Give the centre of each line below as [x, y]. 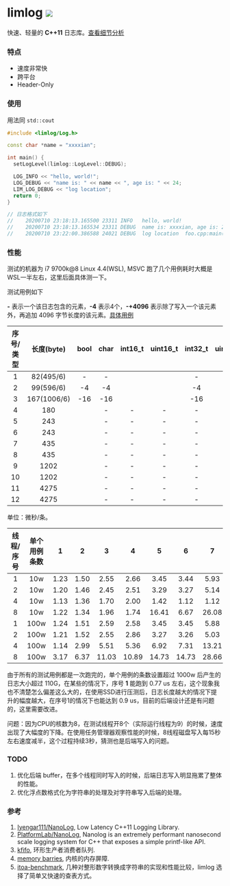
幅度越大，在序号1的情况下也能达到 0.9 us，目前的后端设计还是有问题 [117, 701]
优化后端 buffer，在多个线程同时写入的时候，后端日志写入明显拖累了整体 [119, 775]
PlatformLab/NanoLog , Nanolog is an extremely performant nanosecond [119, 834]
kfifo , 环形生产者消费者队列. [56, 850]
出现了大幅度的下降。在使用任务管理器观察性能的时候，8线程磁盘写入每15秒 [114, 732]
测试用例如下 [25, 292]
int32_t [196, 349]
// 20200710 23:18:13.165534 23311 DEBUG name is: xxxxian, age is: [113, 227]
